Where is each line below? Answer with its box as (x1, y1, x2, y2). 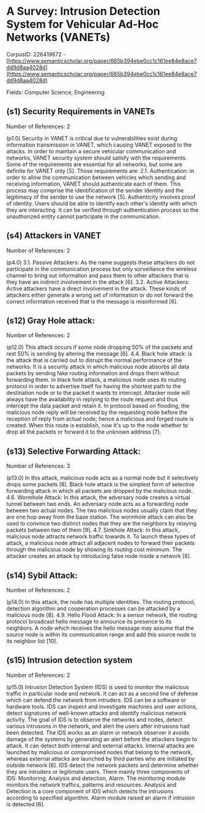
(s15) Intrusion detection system (6, 655, 133, 666)
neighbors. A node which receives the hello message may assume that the (6, 624, 194, 632)
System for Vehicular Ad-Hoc (6, 17, 159, 31)
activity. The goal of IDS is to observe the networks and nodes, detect (6, 716, 182, 723)
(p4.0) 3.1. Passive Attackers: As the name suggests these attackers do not (6, 259, 195, 266)
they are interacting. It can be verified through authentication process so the (6, 206, 199, 213)
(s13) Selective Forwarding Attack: (6, 446, 141, 456)
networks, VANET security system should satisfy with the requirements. (6, 154, 188, 161)
